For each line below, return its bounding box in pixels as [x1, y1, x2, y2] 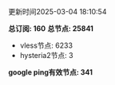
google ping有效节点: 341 [8, 68, 93, 77]
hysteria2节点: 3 [19, 51, 73, 60]
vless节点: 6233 [19, 41, 73, 50]
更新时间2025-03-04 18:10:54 [8, 7, 107, 16]
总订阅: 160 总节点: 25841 [8, 24, 94, 33]
